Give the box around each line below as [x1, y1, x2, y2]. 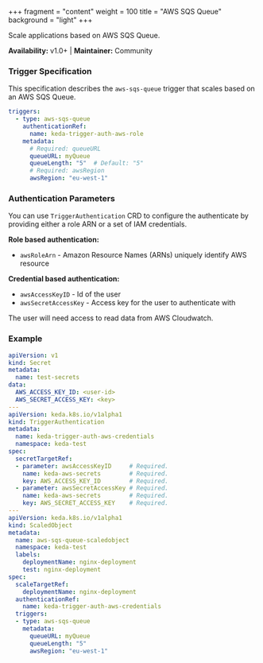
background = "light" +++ [8, 15, 93, 25]
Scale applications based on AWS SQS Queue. [8, 31, 161, 40]
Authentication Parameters [8, 192, 115, 204]
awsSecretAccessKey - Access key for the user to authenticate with [19, 298, 236, 308]
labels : [15, 551, 41, 559]
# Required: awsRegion [29, 167, 105, 175]
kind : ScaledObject [8, 521, 73, 529]
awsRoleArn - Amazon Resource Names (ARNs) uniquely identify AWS [19, 250, 247, 260]
